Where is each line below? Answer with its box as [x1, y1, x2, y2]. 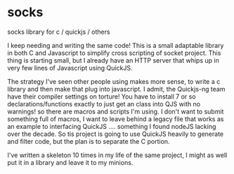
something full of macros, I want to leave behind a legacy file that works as [7, 114, 224, 123]
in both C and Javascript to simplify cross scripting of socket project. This [7, 49, 221, 57]
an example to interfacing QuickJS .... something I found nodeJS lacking [7, 122, 216, 130]
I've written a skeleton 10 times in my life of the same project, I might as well [7, 151, 228, 159]
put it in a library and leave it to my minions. [7, 158, 134, 166]
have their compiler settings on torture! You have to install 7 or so [7, 92, 196, 101]
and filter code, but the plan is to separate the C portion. [7, 137, 170, 145]
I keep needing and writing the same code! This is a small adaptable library [7, 41, 224, 49]
